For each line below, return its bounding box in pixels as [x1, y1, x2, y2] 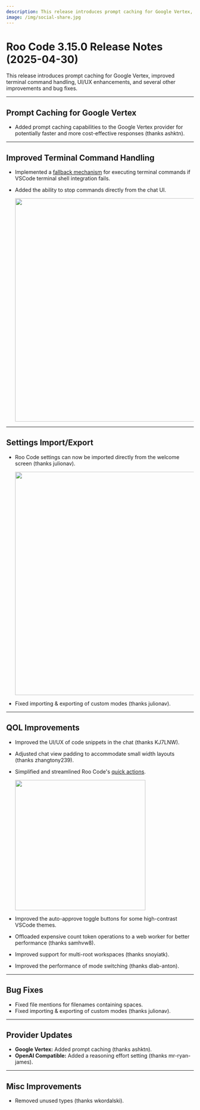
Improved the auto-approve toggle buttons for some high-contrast [14, 915, 177, 922]
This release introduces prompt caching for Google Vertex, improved [6, 72, 175, 79]
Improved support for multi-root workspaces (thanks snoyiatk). [14, 950, 170, 958]
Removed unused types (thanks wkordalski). [14, 1097, 124, 1105]
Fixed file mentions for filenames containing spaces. [14, 1001, 143, 1008]
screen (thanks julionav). [14, 460, 76, 467]
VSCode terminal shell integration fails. [14, 175, 111, 182]
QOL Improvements [6, 723, 80, 733]
